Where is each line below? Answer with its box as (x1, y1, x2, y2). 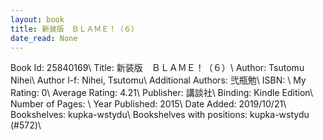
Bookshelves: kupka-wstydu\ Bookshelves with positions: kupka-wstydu (10, 109, 310, 121)
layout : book (10, 14, 65, 25)
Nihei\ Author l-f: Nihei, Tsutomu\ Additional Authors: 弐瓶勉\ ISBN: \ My (10, 74, 307, 86)
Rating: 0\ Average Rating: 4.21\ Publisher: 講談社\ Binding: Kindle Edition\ (10, 87, 313, 99)
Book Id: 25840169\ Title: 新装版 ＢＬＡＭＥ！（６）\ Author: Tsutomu (10, 62, 305, 74)
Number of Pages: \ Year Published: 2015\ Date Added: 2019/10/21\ (10, 98, 287, 110)
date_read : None (10, 33, 78, 43)
